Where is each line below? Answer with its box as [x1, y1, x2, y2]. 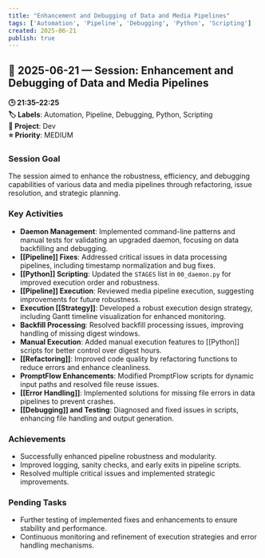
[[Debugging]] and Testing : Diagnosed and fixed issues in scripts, [19, 405, 239, 414]
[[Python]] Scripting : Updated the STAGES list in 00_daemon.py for [19, 269, 231, 278]
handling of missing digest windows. [19, 329, 140, 338]
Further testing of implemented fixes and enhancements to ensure [19, 515, 238, 524]
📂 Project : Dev [8, 122, 56, 131]
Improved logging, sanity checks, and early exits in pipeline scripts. [19, 460, 242, 469]
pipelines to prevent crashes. [19, 397, 116, 406]
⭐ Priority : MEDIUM [8, 130, 73, 140]
